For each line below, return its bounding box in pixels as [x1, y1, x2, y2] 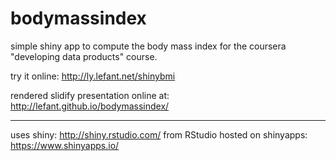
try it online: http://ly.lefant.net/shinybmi [10, 70, 176, 82]
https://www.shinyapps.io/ [10, 139, 120, 151]
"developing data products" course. [10, 50, 158, 62]
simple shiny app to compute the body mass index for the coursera [10, 40, 287, 52]
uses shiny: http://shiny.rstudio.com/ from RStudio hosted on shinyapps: [10, 128, 308, 141]
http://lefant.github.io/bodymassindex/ [10, 100, 170, 112]
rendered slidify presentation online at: [10, 89, 170, 101]
